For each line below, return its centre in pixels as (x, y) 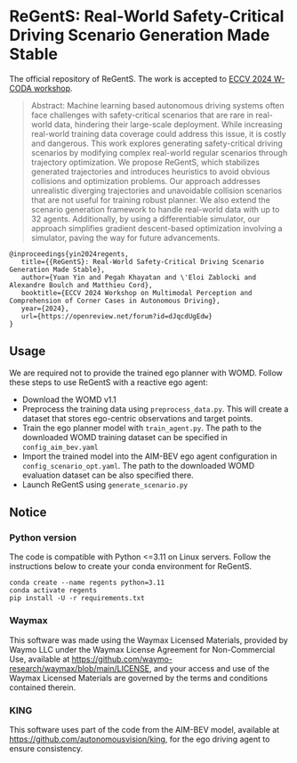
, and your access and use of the (209, 668)
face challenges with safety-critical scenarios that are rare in (142, 115)
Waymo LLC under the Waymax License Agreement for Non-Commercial (142, 649)
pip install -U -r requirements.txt (77, 598)
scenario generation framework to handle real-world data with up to (155, 209)
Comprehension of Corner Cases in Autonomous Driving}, (115, 301)
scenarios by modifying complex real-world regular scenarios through (159, 152)
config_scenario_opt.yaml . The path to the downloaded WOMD (138, 465)
